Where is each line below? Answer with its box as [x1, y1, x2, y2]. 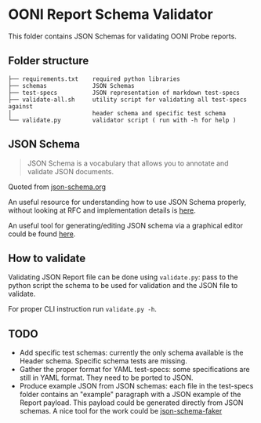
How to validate [8, 251, 86, 264]
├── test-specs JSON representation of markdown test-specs [8, 89, 241, 97]
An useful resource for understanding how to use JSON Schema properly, [8, 197, 247, 206]
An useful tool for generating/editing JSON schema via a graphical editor [8, 221, 243, 230]
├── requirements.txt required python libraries [8, 75, 180, 83]
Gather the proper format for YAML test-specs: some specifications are [19, 365, 251, 374]
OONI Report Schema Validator [8, 5, 213, 24]
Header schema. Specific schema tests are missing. [19, 356, 188, 366]
